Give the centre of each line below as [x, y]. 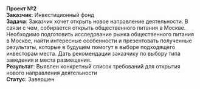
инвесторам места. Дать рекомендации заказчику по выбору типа [94, 54]
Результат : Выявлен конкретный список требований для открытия [93, 66]
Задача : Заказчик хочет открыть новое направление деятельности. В [97, 21]
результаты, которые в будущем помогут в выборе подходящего [91, 47]
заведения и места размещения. [49, 60]
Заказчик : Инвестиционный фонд [50, 15]
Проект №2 [22, 8]
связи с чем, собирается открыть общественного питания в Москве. [96, 28]
